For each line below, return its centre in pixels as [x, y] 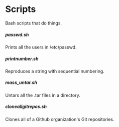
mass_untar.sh [21, 82]
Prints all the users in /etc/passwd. [41, 47]
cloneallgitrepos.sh [26, 106]
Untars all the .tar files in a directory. [43, 95]
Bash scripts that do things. [33, 23]
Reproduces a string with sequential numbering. [55, 71]
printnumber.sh [22, 58]
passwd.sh [17, 34]
